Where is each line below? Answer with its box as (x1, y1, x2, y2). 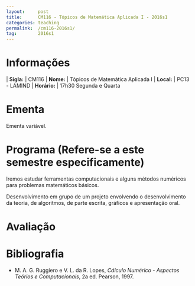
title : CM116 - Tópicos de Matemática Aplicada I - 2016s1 (6, 14, 168, 20)
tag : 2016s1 (6, 31, 54, 37)
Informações (6, 56, 70, 70)
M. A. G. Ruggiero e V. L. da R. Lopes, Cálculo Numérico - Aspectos (14, 267, 180, 274)
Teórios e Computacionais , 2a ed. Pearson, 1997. (14, 273, 134, 280)
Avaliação (6, 220, 56, 234)
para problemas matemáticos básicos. (6, 181, 99, 188)
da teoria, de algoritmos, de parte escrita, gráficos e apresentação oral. (6, 199, 180, 206)
